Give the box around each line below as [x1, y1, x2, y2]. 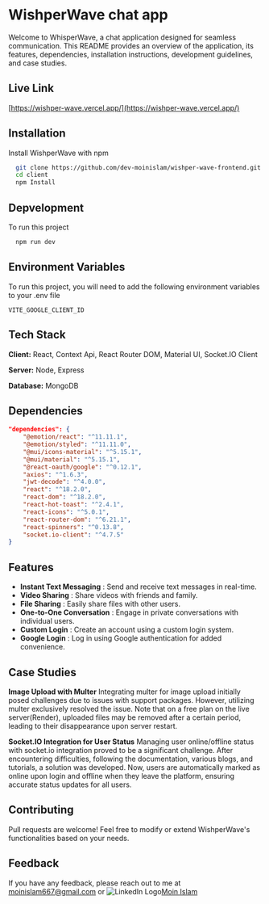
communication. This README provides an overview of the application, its [8, 40, 254, 50]
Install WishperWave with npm [8, 148, 109, 158]
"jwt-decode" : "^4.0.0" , [23, 478, 106, 486]
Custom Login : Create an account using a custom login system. [19, 624, 234, 635]
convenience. [19, 642, 66, 652]
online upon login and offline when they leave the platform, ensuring [8, 771, 235, 780]
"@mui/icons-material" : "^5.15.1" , [23, 448, 143, 456]
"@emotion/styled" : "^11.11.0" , [23, 440, 131, 449]
